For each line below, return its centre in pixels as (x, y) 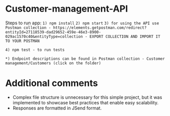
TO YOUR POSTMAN (22, 41)
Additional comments (52, 83)
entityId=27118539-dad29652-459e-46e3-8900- (53, 32)
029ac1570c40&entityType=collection (44, 36)
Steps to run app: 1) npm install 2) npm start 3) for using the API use (82, 23)
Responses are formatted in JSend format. (57, 108)
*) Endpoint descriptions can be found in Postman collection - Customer (85, 59)
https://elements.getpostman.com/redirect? (100, 28)
